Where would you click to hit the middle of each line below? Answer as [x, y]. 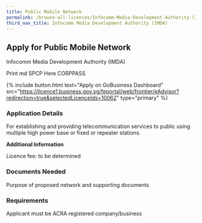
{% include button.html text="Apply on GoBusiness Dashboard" [85, 85]
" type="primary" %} [142, 98]
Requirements [27, 200]
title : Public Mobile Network [44, 12]
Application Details [35, 114]
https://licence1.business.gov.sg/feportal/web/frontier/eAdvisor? [99, 91]
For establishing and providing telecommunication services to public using [98, 126]
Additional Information [35, 144]
